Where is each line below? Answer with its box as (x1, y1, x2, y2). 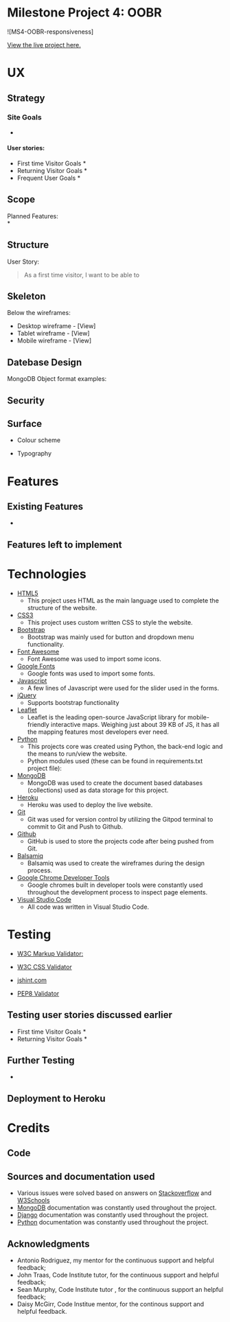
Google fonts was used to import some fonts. (27, 669, 155, 677)
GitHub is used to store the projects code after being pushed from (27, 837, 214, 845)
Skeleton (7, 290, 46, 303)
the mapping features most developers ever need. (27, 728, 170, 736)
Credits (7, 1120, 50, 1135)
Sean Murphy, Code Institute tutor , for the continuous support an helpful (16, 1285, 224, 1293)
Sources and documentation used (7, 1170, 155, 1182)
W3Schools (16, 1196, 50, 1205)
